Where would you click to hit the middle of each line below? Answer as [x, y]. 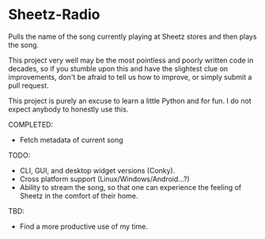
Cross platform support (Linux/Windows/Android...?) [104, 179]
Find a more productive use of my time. [83, 226]
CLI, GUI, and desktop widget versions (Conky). [97, 170]
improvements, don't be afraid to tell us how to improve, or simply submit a [130, 77]
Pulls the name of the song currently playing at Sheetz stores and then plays [132, 36]
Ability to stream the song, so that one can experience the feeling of [131, 187]
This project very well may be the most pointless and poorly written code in [131, 60]
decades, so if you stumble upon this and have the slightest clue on [118, 68]
